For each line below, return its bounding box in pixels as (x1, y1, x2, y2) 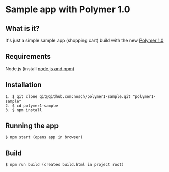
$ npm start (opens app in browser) (5, 135, 83, 140)
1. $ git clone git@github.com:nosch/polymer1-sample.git (5, 94, 131, 99)
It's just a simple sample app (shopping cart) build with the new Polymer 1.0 (5, 37, 164, 43)
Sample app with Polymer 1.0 (5, 4, 131, 15)
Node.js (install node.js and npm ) (5, 65, 75, 72)
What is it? (5, 24, 40, 33)
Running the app (5, 121, 59, 130)
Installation (5, 81, 42, 89)
